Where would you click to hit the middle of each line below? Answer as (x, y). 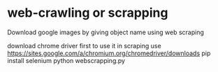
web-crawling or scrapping (88, 13)
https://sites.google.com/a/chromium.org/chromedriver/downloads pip (109, 53)
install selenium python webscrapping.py (66, 60)
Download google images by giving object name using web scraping (106, 32)
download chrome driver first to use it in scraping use (85, 45)
